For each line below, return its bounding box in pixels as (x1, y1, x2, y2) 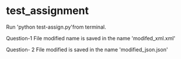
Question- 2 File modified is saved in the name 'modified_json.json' (6, 46, 168, 53)
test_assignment (6, 4, 89, 18)
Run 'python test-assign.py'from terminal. (6, 23, 106, 30)
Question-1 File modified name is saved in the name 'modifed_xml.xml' (6, 34, 176, 41)
